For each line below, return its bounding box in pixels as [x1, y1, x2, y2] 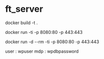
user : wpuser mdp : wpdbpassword [5, 48, 79, 54]
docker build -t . [5, 20, 38, 26]
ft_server [5, 3, 44, 15]
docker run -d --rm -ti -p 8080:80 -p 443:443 [5, 38, 100, 45]
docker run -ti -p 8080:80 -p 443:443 [5, 29, 83, 35]
